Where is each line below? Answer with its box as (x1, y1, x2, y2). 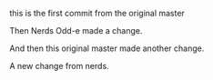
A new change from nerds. (9, 61, 109, 71)
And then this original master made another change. (9, 43, 205, 54)
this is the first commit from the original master (9, 8, 185, 18)
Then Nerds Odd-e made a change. (9, 25, 143, 35)
